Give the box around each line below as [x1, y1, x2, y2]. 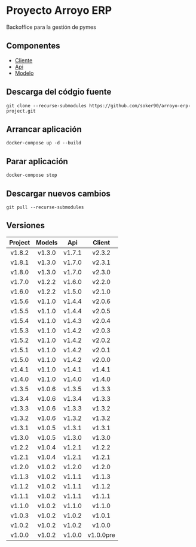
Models [35, 238, 58, 246]
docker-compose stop [6, 172, 58, 179]
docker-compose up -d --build [6, 140, 82, 146]
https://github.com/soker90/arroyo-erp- [88, 102, 191, 108]
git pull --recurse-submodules [6, 204, 84, 210]
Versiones [6, 220, 45, 231]
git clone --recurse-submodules [6, 102, 87, 108]
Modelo [14, 69, 34, 77]
